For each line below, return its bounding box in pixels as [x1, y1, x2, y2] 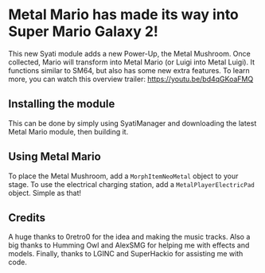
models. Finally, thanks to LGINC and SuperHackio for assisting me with [8, 249, 244, 259]
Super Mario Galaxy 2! [8, 22, 159, 41]
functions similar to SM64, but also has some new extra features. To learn [8, 65, 251, 75]
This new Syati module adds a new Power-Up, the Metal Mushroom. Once [8, 49, 251, 58]
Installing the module [8, 97, 115, 111]
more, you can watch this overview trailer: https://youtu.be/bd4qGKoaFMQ [8, 74, 254, 84]
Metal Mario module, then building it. [8, 127, 129, 136]
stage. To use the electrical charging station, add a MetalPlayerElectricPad [8, 179, 255, 189]
